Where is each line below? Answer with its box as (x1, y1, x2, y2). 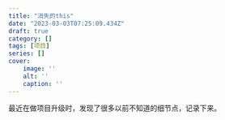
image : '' (23, 65, 57, 73)
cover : (8, 58, 31, 66)
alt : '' (23, 72, 49, 80)
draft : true (8, 27, 49, 35)
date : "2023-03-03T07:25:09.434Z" (8, 19, 125, 28)
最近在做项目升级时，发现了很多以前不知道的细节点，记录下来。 (8, 103, 221, 113)
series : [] (8, 49, 45, 58)
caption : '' (23, 79, 63, 88)
